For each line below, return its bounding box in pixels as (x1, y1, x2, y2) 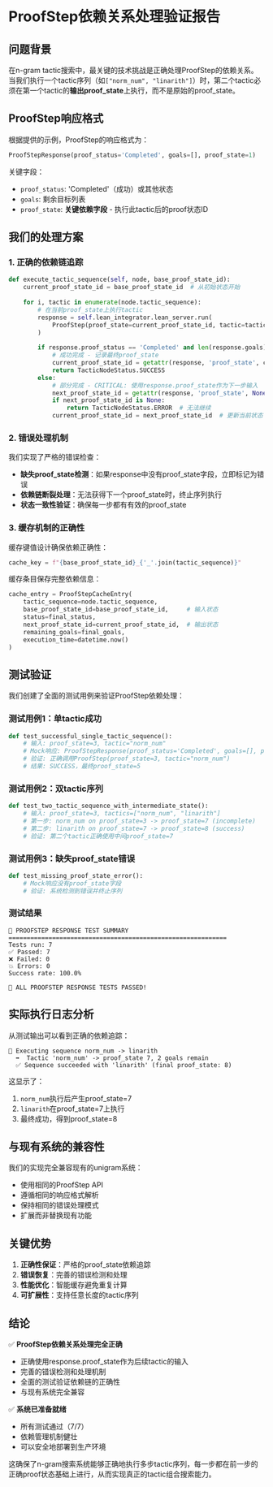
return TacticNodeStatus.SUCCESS (51, 366, 165, 374)
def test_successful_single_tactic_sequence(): (8, 732, 173, 740)
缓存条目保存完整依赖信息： (8, 574, 102, 584)
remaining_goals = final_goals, (23, 628, 126, 636)
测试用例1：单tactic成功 (8, 713, 102, 724)
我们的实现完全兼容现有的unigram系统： (8, 1163, 143, 1173)
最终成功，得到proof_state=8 (19, 1113, 118, 1123)
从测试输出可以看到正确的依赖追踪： (8, 1031, 130, 1040)
